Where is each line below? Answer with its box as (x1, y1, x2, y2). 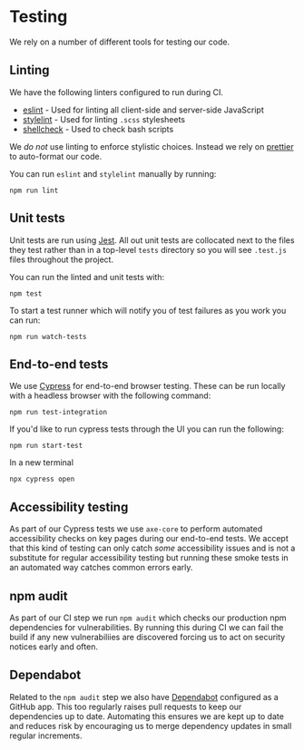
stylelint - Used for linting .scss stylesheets (22, 113, 186, 124)
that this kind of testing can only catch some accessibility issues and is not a (9, 542, 296, 554)
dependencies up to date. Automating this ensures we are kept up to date (9, 710, 284, 722)
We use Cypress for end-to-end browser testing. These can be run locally (9, 381, 286, 392)
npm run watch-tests (9, 332, 88, 341)
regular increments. (9, 730, 83, 741)
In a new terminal (9, 457, 74, 468)
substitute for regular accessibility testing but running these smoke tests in (9, 552, 289, 563)
